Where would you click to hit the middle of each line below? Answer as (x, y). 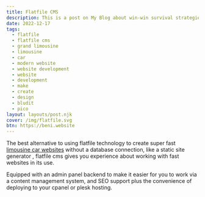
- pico (20, 109)
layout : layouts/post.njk (39, 114)
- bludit (23, 103)
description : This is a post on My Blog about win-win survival (90, 18)
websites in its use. (31, 163)
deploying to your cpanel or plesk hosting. (59, 188)
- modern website (34, 63)
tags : (13, 29)
